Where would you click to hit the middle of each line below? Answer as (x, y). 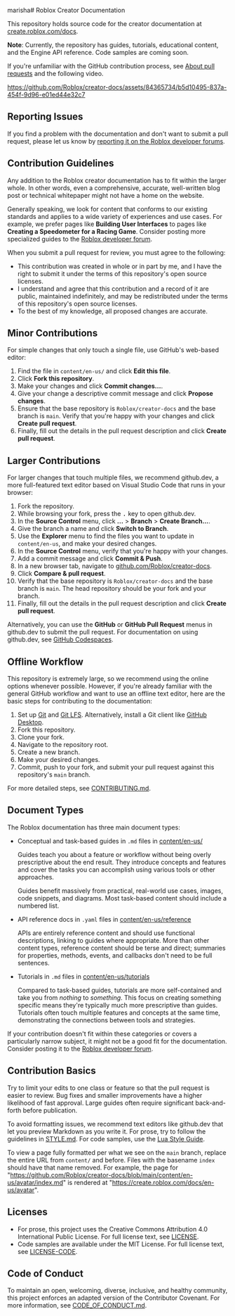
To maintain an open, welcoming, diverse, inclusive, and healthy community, (117, 1291)
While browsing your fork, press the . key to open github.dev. (107, 514)
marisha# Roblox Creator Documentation (66, 10)
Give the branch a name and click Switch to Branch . (93, 529)
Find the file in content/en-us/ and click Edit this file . (94, 371)
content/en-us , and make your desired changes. (87, 544)
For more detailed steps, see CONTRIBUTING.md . (79, 789)
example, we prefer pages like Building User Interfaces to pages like (107, 224)
